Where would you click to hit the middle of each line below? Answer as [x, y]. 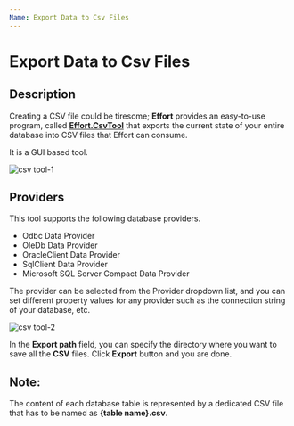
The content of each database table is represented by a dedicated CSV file [147, 404]
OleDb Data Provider [60, 245]
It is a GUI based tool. [49, 152]
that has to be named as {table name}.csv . [89, 413]
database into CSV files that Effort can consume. [99, 135]
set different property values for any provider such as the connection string [147, 300]
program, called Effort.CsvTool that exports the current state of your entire [147, 125]
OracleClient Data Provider [71, 255]
